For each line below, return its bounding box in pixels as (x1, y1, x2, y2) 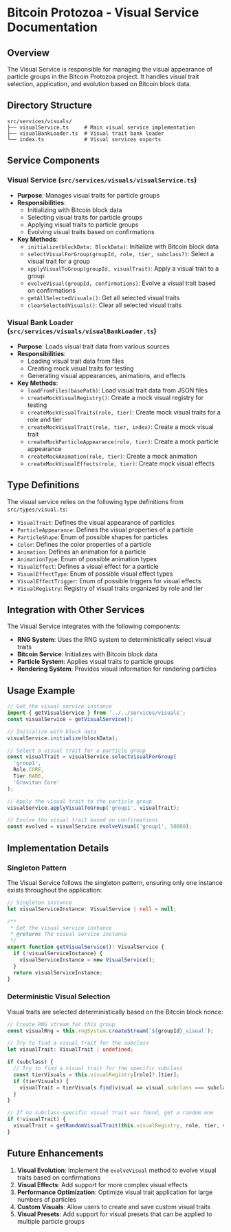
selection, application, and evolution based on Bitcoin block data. (7, 80, 192, 87)
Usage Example (7, 685, 76, 696)
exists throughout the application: (7, 886, 102, 894)
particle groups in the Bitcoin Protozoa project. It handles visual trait (7, 72, 199, 81)
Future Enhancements (7, 1148, 104, 1160)
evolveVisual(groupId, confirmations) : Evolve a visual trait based (27, 279, 217, 287)
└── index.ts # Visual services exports (7, 136, 162, 143)
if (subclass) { (7, 1058, 54, 1065)
